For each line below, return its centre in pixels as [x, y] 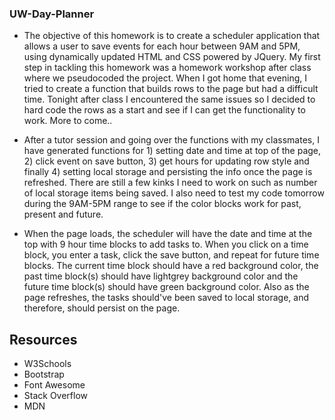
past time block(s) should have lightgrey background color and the [161, 276]
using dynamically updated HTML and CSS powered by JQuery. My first [172, 57]
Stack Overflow [56, 396]
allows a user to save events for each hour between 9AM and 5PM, [162, 46]
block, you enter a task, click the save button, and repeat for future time [171, 255]
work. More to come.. [68, 121]
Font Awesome [54, 385]
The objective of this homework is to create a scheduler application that [172, 36]
